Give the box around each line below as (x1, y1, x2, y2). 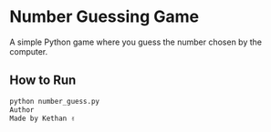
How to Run (9, 73, 77, 88)
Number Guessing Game (9, 6, 200, 27)
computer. (9, 46, 48, 56)
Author (9, 105, 35, 115)
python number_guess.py (9, 96, 100, 106)
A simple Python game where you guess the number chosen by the (9, 36, 263, 47)
